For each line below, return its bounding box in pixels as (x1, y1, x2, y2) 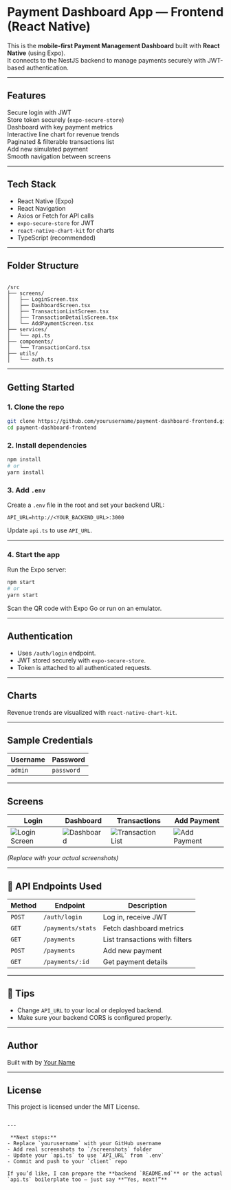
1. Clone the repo (7, 402, 65, 412)
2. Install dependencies (7, 440, 87, 450)
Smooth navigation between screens (7, 152, 111, 160)
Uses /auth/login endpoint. (16, 649, 96, 657)
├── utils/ (7, 351, 38, 357)
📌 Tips (7, 988, 35, 999)
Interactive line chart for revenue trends (7, 130, 120, 138)
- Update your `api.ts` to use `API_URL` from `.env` (7, 1152, 165, 1159)
